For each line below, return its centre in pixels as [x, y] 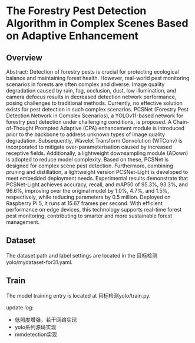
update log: [20, 307]
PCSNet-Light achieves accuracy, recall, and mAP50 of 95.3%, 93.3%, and [97, 184]
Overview [24, 57]
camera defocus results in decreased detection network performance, [91, 97]
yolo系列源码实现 [35, 327]
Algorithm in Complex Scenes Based [97, 23]
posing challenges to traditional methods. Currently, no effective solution [94, 103]
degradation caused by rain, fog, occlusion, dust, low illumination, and [91, 90]
